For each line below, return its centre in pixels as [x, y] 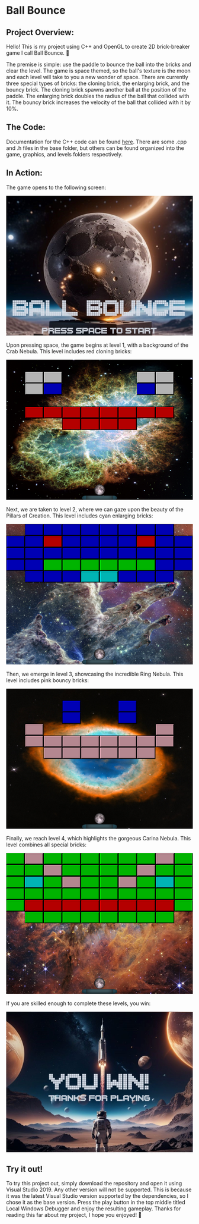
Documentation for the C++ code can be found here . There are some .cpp [97, 142]
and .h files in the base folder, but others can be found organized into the [95, 148]
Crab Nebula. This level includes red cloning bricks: [69, 351]
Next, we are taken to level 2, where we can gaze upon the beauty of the [95, 510]
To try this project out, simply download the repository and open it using [94, 1184]
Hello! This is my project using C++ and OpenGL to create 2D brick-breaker [98, 46]
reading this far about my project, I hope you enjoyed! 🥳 [74, 1215]
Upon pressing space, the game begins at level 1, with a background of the [97, 345]
